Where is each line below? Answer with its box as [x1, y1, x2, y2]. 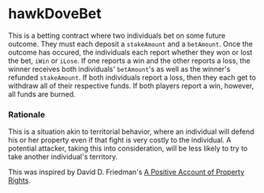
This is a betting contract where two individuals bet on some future [8, 31, 226, 40]
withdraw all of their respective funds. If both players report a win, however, [8, 80, 255, 91]
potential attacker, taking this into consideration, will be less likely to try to [8, 143, 248, 154]
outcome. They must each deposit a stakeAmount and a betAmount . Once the [8, 39, 254, 48]
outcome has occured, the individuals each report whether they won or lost [8, 47, 253, 57]
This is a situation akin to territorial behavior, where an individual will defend [8, 127, 255, 136]
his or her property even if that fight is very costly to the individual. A [8, 135, 232, 145]
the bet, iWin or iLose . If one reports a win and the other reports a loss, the [8, 56, 251, 65]
